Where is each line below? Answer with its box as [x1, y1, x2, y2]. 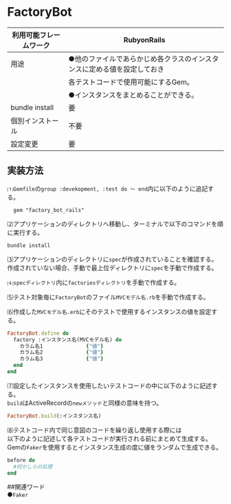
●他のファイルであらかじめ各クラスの [68, 54, 192, 63]
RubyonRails [123, 35, 166, 45]
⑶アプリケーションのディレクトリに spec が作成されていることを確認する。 [7, 255, 218, 263]
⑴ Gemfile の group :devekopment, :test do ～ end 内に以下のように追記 [7, 184, 208, 193]
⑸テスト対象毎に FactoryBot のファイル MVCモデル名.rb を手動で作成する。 [7, 293, 210, 301]
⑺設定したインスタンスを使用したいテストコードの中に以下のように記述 [7, 381, 212, 390]
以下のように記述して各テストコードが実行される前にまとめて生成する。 [7, 434, 212, 443]
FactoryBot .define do [7, 330, 69, 337]
